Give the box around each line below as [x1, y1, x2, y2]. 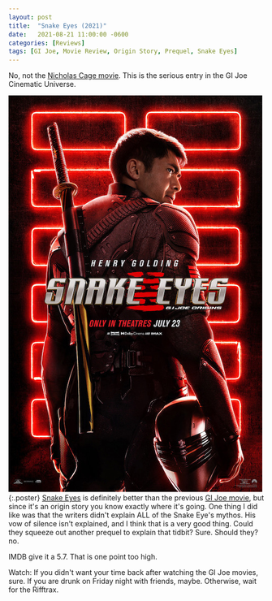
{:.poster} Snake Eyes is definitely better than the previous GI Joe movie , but [8, 493, 265, 503]
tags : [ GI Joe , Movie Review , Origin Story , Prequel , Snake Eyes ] [8, 47, 238, 56]
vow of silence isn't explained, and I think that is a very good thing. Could [8, 519, 253, 529]
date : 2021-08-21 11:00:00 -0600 [8, 30, 129, 38]
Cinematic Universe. [8, 80, 76, 89]
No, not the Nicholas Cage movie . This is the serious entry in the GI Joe [8, 71, 248, 80]
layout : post [8, 13, 53, 21]
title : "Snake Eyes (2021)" [8, 21, 107, 30]
